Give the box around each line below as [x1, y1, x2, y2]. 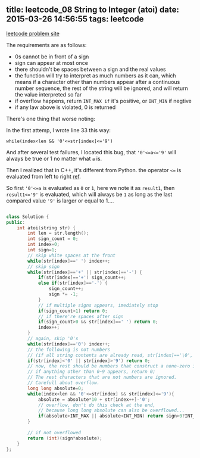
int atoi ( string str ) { [17, 225, 76, 231]
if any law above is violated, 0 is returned [14, 104, 116, 111]
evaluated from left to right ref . [6, 173, 82, 180]
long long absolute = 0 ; [27, 385, 84, 391]
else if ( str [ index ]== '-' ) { [37, 280, 108, 286]
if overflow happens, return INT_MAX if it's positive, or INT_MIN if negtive [14, 97, 192, 104]
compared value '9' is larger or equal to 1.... [6, 197, 114, 204]
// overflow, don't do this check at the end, [37, 402, 156, 408]
